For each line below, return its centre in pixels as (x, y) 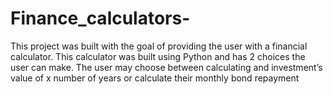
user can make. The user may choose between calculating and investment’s (166, 67)
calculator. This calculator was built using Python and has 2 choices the (158, 56)
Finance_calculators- (100, 18)
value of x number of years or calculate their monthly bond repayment (155, 78)
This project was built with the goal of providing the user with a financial (159, 46)
